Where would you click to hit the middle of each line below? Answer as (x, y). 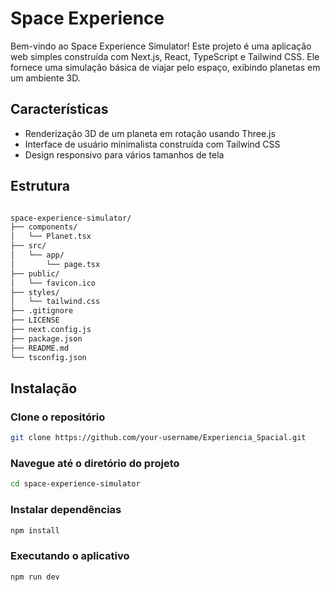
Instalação (44, 388)
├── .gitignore (42, 311)
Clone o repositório (58, 417)
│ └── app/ (37, 255)
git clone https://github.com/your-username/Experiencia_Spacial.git (158, 438)
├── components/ (44, 227)
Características (59, 109)
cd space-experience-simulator (75, 484)
